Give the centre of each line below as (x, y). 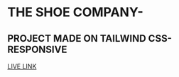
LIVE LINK (22, 66)
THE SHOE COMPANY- (75, 12)
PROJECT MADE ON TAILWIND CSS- (89, 38)
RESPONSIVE (37, 49)
